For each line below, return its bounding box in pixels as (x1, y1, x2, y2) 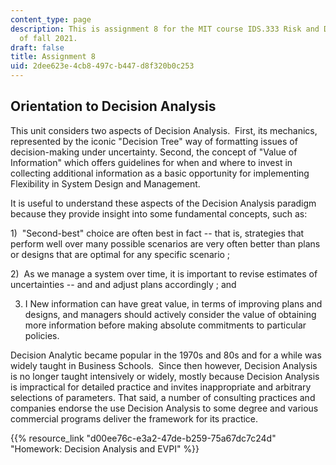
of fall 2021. (19, 33, 78, 43)
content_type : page (10, 14, 92, 25)
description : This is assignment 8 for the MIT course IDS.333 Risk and (10, 24, 320, 34)
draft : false (10, 42, 65, 53)
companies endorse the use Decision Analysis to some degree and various (10, 402, 319, 414)
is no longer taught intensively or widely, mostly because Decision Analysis (10, 370, 320, 382)
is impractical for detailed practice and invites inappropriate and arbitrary (10, 381, 312, 393)
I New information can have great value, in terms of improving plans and (24, 297, 323, 310)
